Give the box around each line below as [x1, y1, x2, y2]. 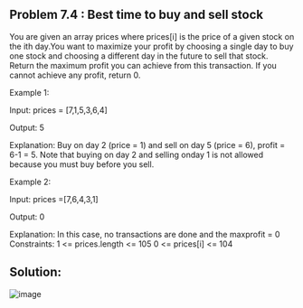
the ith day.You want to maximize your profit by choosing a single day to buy [9, 41, 294, 51]
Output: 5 [9, 122, 45, 133]
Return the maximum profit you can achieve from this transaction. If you [9, 60, 278, 70]
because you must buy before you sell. [9, 158, 155, 170]
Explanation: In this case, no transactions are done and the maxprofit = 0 [9, 229, 280, 239]
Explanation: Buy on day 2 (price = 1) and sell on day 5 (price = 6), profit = [9, 139, 286, 150]
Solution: [9, 265, 62, 280]
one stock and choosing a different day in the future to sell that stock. [9, 50, 269, 61]
